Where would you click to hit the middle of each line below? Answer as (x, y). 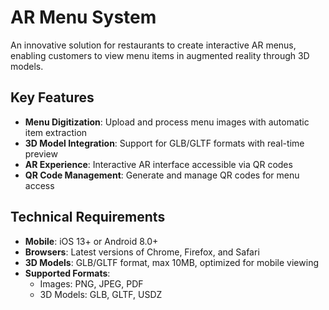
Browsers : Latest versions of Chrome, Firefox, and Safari (142, 252)
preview (41, 153)
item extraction (56, 132)
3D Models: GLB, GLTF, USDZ (101, 294)
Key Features (52, 97)
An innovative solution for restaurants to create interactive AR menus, (153, 45)
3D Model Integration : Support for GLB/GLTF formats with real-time (164, 143)
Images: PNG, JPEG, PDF (91, 283)
